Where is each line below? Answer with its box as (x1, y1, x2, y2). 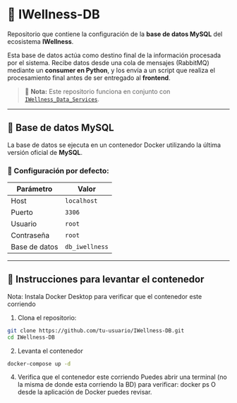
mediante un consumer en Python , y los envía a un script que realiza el (7, 66, 215, 74)
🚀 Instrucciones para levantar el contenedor (7, 274, 205, 286)
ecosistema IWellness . (7, 37, 74, 45)
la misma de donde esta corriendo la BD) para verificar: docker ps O (17, 380, 217, 389)
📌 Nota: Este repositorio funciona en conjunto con (24, 87, 171, 95)
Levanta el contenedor (17, 346, 83, 355)
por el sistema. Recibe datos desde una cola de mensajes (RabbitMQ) (7, 58, 209, 66)
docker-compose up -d (7, 360, 71, 367)
